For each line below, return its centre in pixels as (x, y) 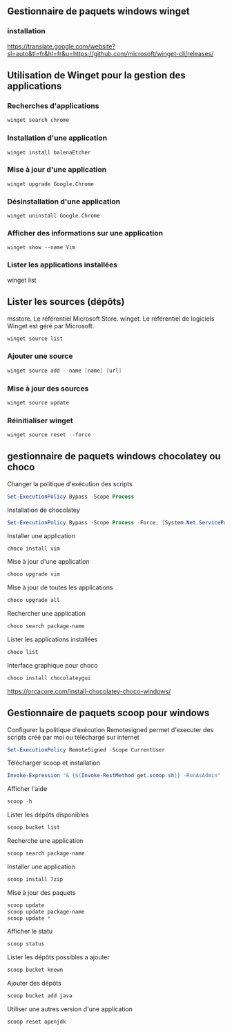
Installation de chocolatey (44, 510)
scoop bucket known (35, 970)
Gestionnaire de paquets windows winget (98, 11)
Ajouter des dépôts (35, 984)
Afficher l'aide (27, 789)
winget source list (35, 339)
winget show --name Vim (41, 248)
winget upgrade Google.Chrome (51, 184)
